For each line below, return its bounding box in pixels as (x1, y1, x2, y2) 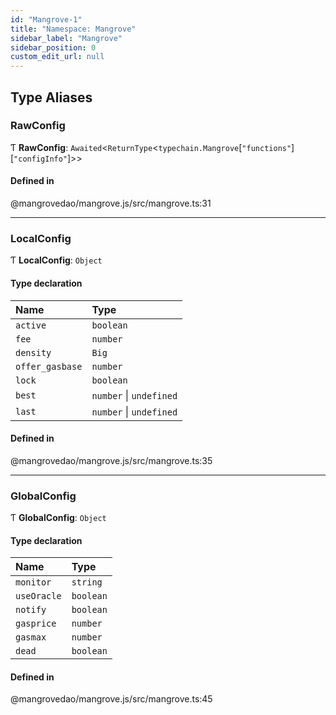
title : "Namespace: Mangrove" (10, 24, 137, 34)
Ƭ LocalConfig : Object (10, 254, 103, 266)
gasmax (15, 632, 47, 643)
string (71, 577, 103, 588)
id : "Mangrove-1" (10, 14, 83, 25)
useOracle (15, 591, 62, 602)
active (15, 319, 47, 331)
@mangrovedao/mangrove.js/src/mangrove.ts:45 (10, 693, 213, 705)
